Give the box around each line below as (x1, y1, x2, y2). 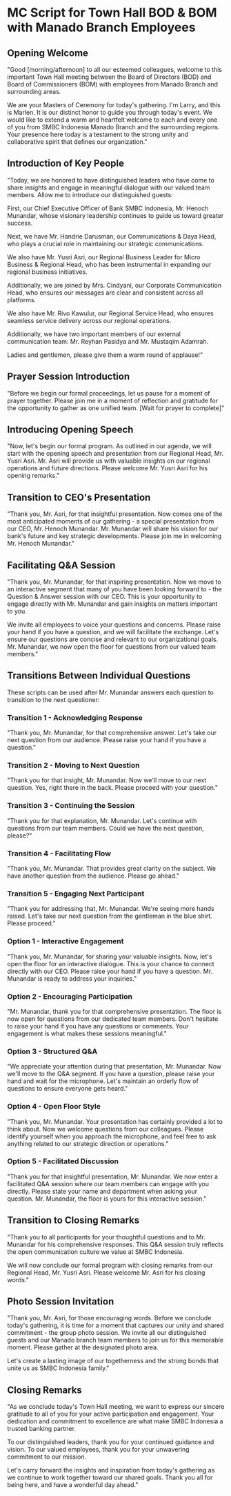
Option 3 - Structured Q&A (7, 1046, 98, 1056)
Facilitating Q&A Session (7, 559, 116, 571)
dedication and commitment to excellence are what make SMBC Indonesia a (7, 1417, 223, 1425)
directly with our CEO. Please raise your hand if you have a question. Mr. (7, 967, 212, 975)
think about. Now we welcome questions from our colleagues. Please (7, 1125, 204, 1133)
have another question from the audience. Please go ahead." (7, 871, 179, 880)
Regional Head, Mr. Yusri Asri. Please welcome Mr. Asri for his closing (7, 1268, 205, 1277)
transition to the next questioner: (7, 695, 100, 703)
